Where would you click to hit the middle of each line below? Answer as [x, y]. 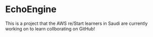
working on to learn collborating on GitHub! [50, 28]
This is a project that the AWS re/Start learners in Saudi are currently [76, 23]
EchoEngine [31, 9]
